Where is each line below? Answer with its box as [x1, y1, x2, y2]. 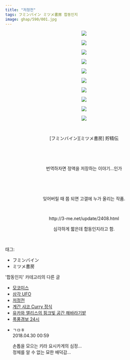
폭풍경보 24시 [12, 316, 40, 322]
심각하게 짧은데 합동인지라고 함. [53, 226, 115, 232]
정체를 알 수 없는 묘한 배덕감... [12, 349, 71, 355]
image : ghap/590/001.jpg [5, 17, 57, 22]
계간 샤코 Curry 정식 [12, 304, 52, 310]
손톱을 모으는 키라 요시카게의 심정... [12, 343, 82, 349]
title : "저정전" [5, 7, 36, 13]
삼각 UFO [12, 291, 31, 297]
